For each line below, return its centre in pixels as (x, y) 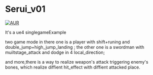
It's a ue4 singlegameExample (36, 32)
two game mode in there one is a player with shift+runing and (67, 42)
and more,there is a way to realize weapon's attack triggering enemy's (77, 62)
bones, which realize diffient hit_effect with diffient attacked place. (73, 67)
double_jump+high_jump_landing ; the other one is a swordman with (75, 47)
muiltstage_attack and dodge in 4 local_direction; (55, 52)
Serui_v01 (25, 9)
